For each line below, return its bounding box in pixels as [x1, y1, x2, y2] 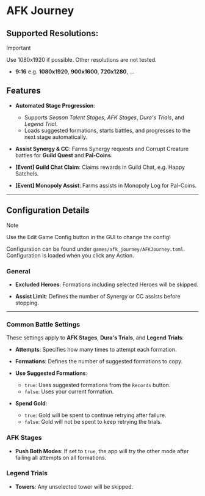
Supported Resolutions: [6, 28, 99, 39]
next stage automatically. [24, 133, 87, 141]
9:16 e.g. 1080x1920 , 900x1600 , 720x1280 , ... [15, 68, 135, 75]
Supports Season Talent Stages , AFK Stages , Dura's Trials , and [24, 114, 185, 121]
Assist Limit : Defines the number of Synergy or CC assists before [15, 292, 181, 300]
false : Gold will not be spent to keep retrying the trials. [24, 418, 162, 426]
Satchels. [15, 169, 39, 177]
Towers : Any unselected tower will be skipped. [15, 483, 134, 490]
